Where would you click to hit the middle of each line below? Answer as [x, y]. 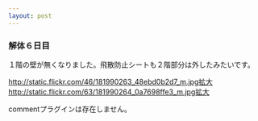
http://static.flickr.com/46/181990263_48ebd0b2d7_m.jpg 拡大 [111, 81]
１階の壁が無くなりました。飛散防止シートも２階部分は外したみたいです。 [132, 65]
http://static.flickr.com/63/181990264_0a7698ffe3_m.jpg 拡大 [109, 92]
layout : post [30, 16]
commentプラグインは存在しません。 [70, 109]
